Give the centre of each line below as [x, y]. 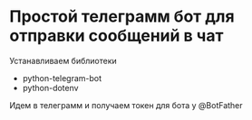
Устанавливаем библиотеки [63, 60]
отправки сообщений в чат [116, 36]
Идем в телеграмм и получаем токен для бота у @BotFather [126, 105]
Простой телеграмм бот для [122, 17]
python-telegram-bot [62, 78]
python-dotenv [50, 88]
